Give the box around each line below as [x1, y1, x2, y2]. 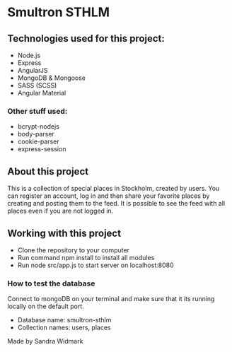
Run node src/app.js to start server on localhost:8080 [17, 261, 174, 269]
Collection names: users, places [17, 323, 111, 332]
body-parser [17, 130, 54, 139]
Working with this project [7, 227, 122, 239]
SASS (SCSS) [17, 81, 57, 89]
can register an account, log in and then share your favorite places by [7, 192, 210, 200]
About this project [7, 165, 89, 177]
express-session [17, 145, 66, 153]
